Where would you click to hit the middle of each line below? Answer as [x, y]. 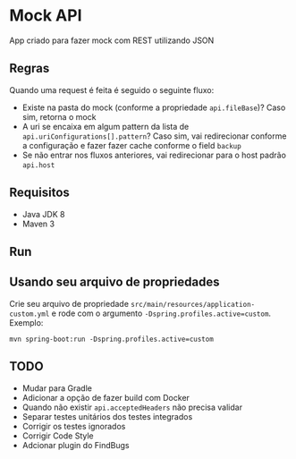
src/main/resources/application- [193, 304]
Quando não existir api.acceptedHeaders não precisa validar [132, 407]
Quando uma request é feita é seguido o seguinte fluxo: [112, 89]
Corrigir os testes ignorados [74, 426]
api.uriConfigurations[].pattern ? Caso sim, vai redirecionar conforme [154, 136]
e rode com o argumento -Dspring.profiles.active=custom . [161, 313]
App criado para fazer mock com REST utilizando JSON [112, 40]
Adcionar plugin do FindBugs [76, 445]
